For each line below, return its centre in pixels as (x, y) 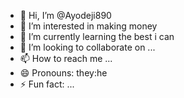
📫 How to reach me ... (66, 58)
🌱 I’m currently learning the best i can (97, 36)
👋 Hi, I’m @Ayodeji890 (65, 15)
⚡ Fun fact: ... (47, 84)
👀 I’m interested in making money (88, 26)
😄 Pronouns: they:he (63, 73)
